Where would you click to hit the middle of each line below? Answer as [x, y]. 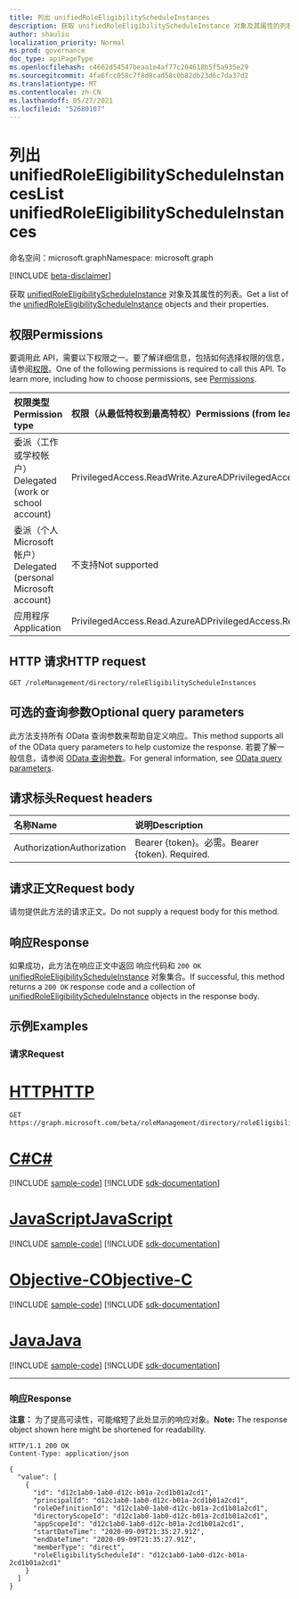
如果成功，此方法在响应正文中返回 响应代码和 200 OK [105, 965]
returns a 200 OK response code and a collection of [102, 987]
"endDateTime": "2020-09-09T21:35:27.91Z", [115, 1540]
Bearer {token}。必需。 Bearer [197, 842]
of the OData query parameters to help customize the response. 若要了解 [143, 747]
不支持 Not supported [115, 565]
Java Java [45, 1341]
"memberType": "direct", [79, 1548]
